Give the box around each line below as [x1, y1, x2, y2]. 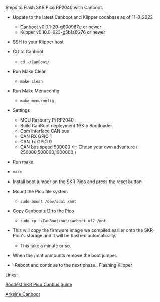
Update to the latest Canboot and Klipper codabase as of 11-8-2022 [12, 14, 153, 20]
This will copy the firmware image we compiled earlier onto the [12, 227, 143, 233]
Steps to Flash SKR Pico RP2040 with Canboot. [5, 5, 103, 10]
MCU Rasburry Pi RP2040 [20, 117, 74, 123]
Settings [12, 107, 30, 113]
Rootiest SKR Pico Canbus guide [5, 282, 73, 287]
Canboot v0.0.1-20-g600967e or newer [20, 24, 102, 30]
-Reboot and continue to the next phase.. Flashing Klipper [12, 262, 132, 268]
